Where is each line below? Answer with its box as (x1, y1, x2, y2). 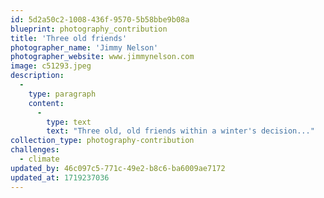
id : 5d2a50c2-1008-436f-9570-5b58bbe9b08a (10, 14, 190, 25)
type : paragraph (28, 89, 97, 99)
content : (28, 98, 65, 108)
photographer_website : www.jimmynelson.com (10, 52, 195, 62)
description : (10, 71, 65, 81)
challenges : (10, 145, 60, 155)
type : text (46, 117, 92, 127)
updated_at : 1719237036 (10, 172, 110, 183)
